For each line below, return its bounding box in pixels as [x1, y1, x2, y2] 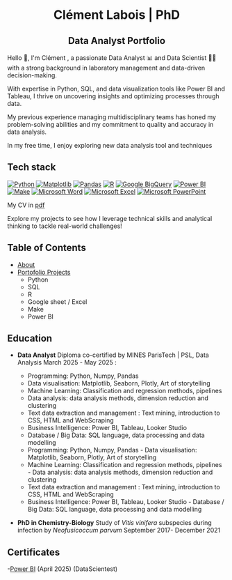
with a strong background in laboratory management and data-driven [7, 63, 206, 72]
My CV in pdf [7, 201, 45, 209]
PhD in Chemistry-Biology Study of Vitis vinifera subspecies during [17, 519, 212, 527]
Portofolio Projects [17, 268, 71, 276]
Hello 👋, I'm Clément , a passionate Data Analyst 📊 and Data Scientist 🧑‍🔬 [7, 54, 217, 62]
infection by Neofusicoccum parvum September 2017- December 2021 [17, 526, 221, 535]
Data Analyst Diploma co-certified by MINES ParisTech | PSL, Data [17, 351, 210, 359]
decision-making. [7, 71, 58, 79]
